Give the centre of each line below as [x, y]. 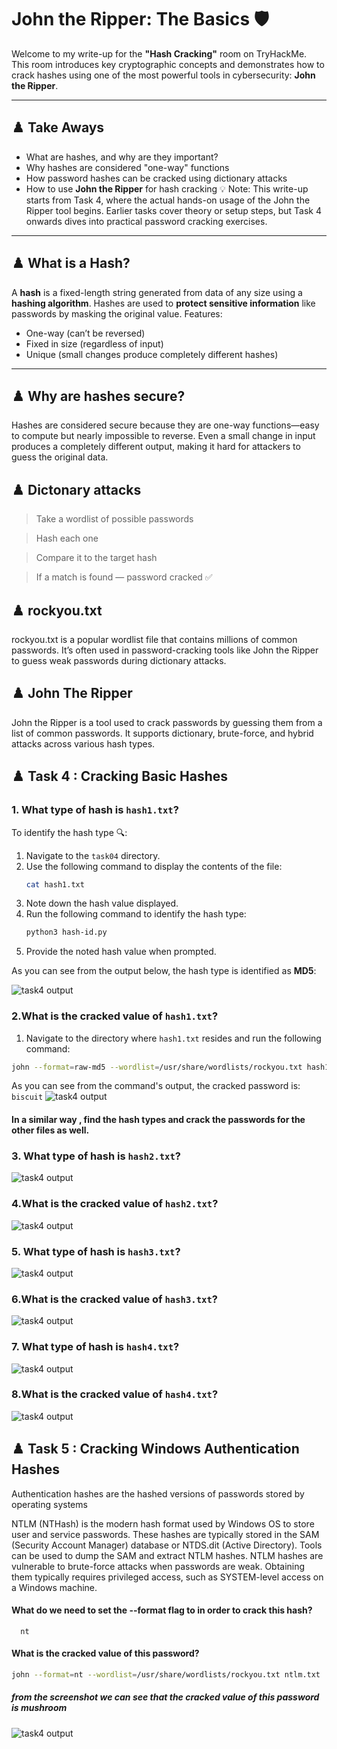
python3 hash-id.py [66, 932]
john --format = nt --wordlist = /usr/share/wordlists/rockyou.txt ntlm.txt [166, 1675]
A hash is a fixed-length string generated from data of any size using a [157, 292]
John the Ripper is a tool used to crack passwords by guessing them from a [167, 722]
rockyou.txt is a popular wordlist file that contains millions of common [154, 639]
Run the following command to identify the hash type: [136, 914]
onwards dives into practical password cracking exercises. [146, 221]
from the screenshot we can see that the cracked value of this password [165, 1697]
